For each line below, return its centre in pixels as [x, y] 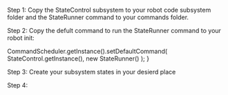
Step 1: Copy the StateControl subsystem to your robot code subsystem [109, 10]
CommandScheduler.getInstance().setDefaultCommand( [87, 51]
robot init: [21, 38]
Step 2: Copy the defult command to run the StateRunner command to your [114, 31]
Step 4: [18, 85]
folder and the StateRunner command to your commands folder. [98, 17]
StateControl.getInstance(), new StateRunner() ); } [78, 59]
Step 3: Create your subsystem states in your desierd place [92, 72]
